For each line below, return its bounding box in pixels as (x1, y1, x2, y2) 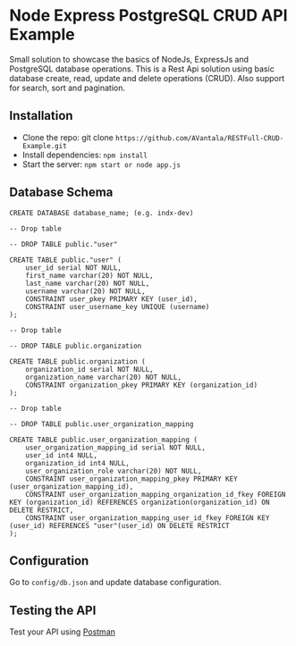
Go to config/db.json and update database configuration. (9, 577, 222, 588)
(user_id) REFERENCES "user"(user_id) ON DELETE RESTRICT (9, 521, 230, 530)
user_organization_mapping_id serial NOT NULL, (25, 443, 206, 452)
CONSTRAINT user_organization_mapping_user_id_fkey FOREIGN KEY (25, 513, 270, 523)
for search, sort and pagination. (9, 82, 125, 93)
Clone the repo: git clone (21, 131, 114, 143)
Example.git (21, 141, 67, 150)
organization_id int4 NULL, (25, 458, 130, 467)
